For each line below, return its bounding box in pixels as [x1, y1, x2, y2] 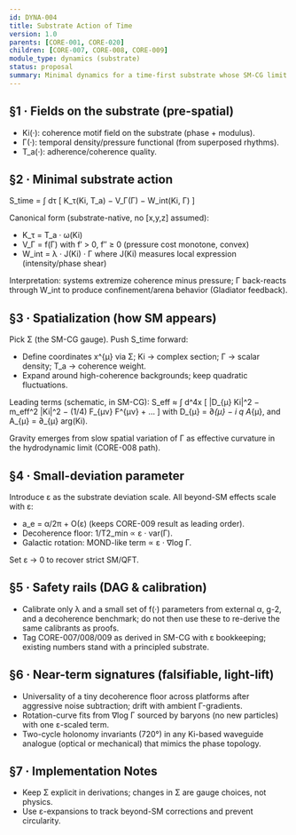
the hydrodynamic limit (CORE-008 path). [9, 442, 161, 453]
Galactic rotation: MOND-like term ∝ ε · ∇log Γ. [21, 537, 192, 547]
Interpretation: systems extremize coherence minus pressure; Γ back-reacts [9, 275, 286, 286]
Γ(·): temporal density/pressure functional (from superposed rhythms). [21, 137, 279, 147]
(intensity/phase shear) [21, 258, 107, 269]
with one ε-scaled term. [21, 719, 110, 729]
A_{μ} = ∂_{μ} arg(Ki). [9, 416, 89, 426]
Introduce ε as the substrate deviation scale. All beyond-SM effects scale [9, 492, 277, 502]
